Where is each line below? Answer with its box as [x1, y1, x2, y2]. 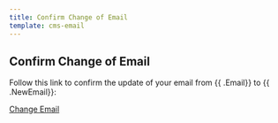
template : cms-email [9, 21, 86, 30]
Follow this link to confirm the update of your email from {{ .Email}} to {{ [9, 77, 270, 88]
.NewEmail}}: [9, 87, 57, 97]
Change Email [9, 104, 60, 115]
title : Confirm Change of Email [9, 12, 128, 22]
